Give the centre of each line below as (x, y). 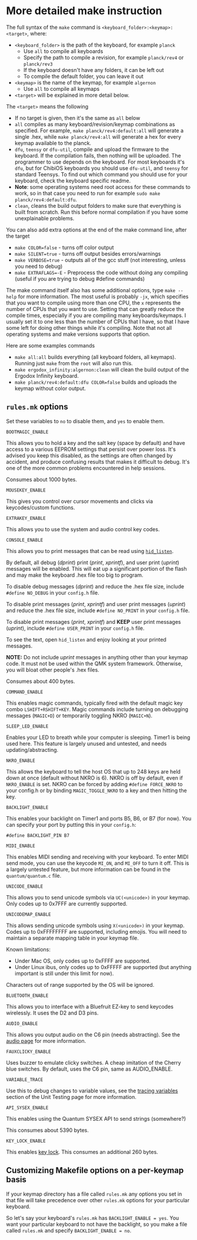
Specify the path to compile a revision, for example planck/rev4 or (103, 57)
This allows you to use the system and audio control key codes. (83, 529)
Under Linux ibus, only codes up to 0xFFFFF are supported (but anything (103, 967)
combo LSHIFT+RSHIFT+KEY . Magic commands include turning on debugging (97, 709)
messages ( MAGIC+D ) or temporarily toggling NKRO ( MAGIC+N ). (79, 715)
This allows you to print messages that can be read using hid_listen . (90, 551)
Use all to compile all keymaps (61, 89)
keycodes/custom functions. (41, 507)
